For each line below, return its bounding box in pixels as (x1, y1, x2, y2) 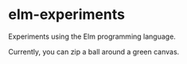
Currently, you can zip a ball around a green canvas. (8, 47, 180, 56)
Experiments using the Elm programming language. (8, 32, 177, 41)
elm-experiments (8, 6, 126, 24)
